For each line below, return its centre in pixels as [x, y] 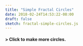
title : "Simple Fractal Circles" [40, 10]
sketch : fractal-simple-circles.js [42, 23]
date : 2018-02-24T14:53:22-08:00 [40, 14]
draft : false [19, 19]
